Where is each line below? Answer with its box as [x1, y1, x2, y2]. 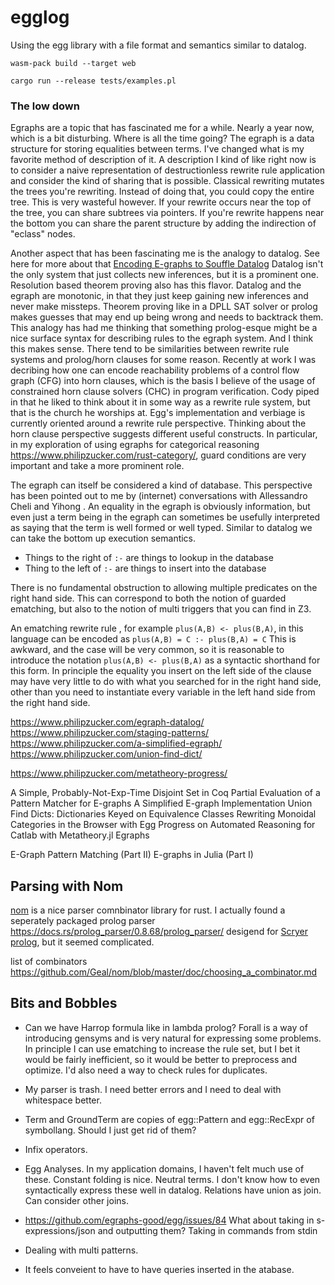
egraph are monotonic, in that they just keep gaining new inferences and [10, 290, 309, 302]
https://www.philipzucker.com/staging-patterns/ [10, 727, 210, 739]
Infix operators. [24, 1143, 88, 1155]
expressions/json [24, 1224, 96, 1236]
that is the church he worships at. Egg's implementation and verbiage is [10, 407, 306, 419]
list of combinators [10, 956, 88, 968]
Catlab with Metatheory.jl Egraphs [10, 829, 150, 841]
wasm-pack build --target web [10, 58, 137, 68]
